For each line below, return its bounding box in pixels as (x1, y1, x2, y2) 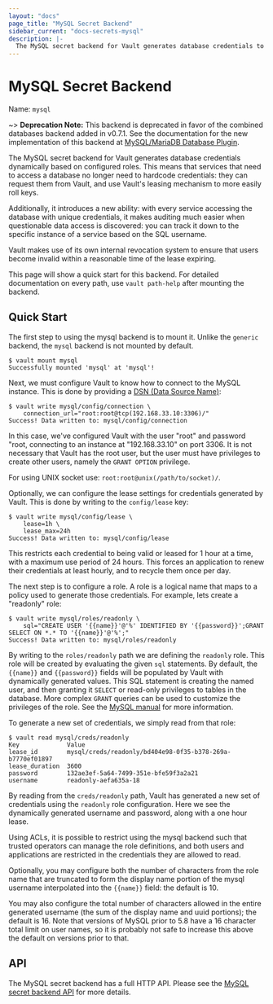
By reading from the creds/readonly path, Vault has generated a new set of (8, 791, 261, 800)
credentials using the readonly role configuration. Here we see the (8, 799, 231, 809)
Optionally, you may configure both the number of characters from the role (8, 865, 259, 875)
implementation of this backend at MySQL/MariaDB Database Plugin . (8, 138, 240, 147)
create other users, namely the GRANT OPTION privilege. (8, 457, 191, 467)
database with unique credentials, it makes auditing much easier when (8, 213, 245, 222)
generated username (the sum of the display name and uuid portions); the (8, 907, 257, 917)
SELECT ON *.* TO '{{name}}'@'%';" (8, 629, 130, 637)
